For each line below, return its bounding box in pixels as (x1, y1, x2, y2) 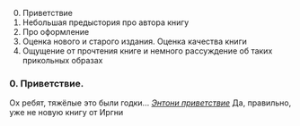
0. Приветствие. (9, 77, 84, 89)
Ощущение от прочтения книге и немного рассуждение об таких (22, 46, 273, 56)
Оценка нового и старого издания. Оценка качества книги (22, 36, 247, 46)
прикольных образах (22, 55, 103, 65)
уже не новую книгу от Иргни (9, 107, 124, 118)
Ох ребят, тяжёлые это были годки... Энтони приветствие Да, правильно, (9, 97, 292, 108)
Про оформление (22, 27, 90, 37)
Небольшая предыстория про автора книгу (22, 17, 190, 28)
